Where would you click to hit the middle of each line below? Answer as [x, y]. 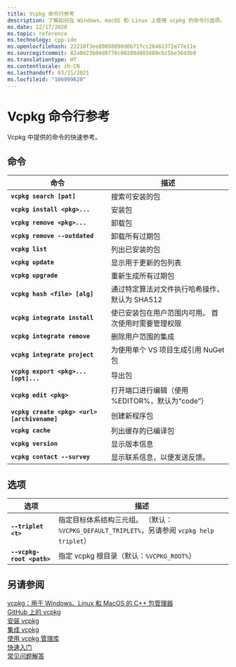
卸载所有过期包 [136, 237]
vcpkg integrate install [52, 318]
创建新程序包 [132, 416]
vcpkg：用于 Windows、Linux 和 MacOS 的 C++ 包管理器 [90, 603]
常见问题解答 [26, 656]
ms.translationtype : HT [42, 60]
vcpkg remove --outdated [52, 236]
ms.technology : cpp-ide [42, 40]
